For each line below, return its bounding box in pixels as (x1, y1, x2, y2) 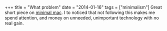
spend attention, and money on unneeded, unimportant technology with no (4, 15, 159, 20)
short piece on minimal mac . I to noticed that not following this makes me (4, 9, 155, 15)
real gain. (4, 20, 24, 26)
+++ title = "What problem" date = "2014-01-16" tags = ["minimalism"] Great (4, 4, 162, 10)
